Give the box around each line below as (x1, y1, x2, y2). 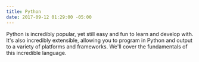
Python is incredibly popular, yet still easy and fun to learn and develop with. (6, 30, 194, 37)
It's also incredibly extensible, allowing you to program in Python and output (6, 37, 192, 44)
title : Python (6, 8, 42, 15)
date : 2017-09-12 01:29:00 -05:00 (6, 14, 92, 20)
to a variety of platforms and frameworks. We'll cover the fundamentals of (6, 43, 188, 50)
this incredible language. (6, 49, 67, 56)
